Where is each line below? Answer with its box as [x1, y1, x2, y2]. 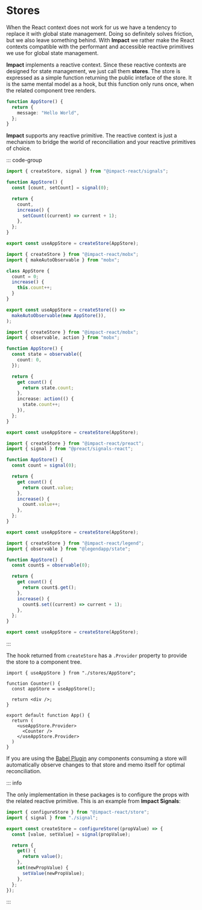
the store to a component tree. [6, 658, 82, 666]
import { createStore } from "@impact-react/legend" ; [6, 540, 145, 546]
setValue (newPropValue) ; [22, 870, 85, 876]
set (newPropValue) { [17, 865, 69, 871]
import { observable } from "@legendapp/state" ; [6, 546, 131, 552]
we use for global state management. [6, 49, 99, 56]
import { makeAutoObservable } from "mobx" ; [6, 257, 120, 263]
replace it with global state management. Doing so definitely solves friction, [6, 30, 194, 37]
